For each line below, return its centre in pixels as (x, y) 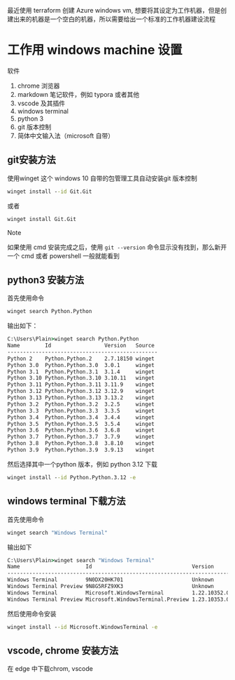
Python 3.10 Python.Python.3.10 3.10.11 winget (81, 378)
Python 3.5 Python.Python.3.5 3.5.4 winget (81, 424)
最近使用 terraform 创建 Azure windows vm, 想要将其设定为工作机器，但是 (114, 10)
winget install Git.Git (42, 219)
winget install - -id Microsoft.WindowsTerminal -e (83, 627)
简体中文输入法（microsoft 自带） (65, 135)
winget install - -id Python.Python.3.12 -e (72, 477)
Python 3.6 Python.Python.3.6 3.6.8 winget (81, 430)
